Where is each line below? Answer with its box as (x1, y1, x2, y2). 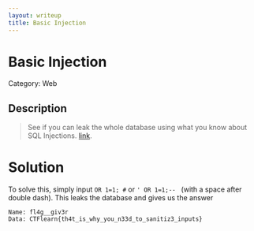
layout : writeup (8, 11, 62, 20)
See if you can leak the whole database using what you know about (27, 123, 248, 132)
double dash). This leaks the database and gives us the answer (8, 193, 214, 203)
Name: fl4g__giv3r (8, 208, 69, 217)
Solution (8, 158, 65, 177)
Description (8, 102, 67, 115)
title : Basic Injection (8, 19, 87, 27)
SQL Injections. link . (27, 131, 92, 140)
